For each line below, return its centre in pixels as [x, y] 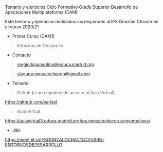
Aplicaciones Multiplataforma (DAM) [41, 12]
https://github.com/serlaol [31, 102]
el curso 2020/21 [22, 27]
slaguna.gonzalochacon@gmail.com [53, 74]
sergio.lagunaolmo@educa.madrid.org [55, 64]
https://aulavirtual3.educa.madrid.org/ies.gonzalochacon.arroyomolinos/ [78, 121]
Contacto [21, 55]
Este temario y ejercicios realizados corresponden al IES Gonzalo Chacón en [82, 22]
